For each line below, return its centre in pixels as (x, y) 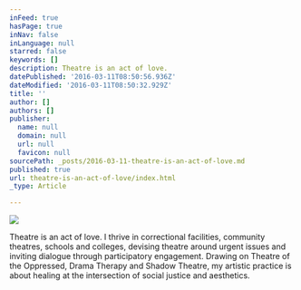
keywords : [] (34, 60)
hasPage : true (36, 26)
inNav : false (34, 34)
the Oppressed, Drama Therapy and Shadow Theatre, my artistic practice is (150, 266)
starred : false (38, 52)
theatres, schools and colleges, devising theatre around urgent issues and (148, 246)
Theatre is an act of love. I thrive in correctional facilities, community (137, 237)
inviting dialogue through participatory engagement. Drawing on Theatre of (150, 256)
